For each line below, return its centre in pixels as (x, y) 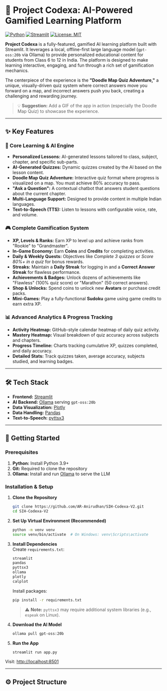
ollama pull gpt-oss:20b (38, 633)
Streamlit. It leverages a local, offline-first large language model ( (72, 49)
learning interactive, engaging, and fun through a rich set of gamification (80, 65)
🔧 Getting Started (33, 438)
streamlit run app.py (35, 652)
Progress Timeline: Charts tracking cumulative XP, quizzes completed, (85, 345)
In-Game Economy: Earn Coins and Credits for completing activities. (83, 251)
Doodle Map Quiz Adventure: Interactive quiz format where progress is (85, 177)
